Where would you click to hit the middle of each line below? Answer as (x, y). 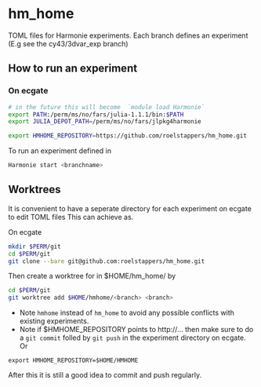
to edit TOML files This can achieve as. (71, 217)
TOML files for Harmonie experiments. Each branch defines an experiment (128, 35)
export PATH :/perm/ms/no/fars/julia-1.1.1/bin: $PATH (96, 115)
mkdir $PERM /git (34, 246)
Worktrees (34, 190)
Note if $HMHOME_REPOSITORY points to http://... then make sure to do (136, 330)
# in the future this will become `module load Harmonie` (107, 107)
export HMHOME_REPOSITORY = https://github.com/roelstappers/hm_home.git (127, 136)
